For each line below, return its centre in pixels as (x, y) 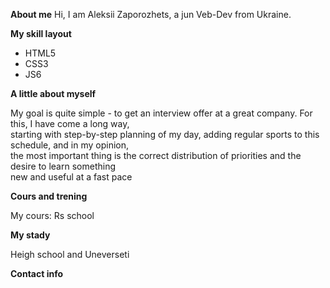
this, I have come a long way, (70, 123)
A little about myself (53, 93)
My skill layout (41, 33)
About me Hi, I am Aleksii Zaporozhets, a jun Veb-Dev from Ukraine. (151, 14)
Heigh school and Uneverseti (70, 254)
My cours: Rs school (52, 215)
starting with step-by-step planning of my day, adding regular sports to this (165, 134)
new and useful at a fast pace (71, 177)
